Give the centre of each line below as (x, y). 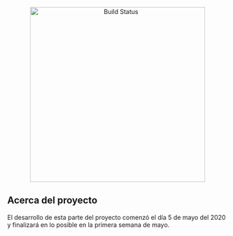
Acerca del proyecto (52, 201)
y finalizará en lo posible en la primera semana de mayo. (89, 225)
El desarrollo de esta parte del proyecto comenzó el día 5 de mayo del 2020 (116, 217)
